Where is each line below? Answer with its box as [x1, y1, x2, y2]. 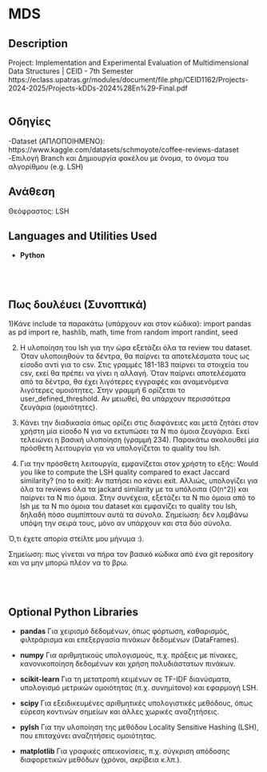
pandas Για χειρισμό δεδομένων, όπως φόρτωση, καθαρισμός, [19, 626, 230, 636]
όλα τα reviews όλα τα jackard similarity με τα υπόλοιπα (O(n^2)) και [19, 485, 249, 494]
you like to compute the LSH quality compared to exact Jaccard [19, 467, 230, 477]
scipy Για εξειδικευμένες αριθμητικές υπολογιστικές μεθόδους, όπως [19, 698, 253, 708]
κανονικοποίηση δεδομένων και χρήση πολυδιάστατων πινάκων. [19, 659, 236, 669]
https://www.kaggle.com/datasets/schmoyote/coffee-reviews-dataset [8, 145, 239, 154]
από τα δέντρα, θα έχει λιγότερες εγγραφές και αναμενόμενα [19, 377, 229, 386]
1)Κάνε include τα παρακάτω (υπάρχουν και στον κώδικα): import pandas [8, 319, 252, 329]
